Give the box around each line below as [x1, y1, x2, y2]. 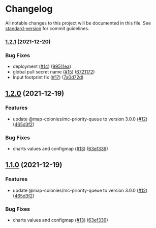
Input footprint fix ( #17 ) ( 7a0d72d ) [12, 74, 84, 81]
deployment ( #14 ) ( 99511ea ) [12, 63, 71, 69]
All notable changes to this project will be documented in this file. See [5, 20, 151, 26]
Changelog [5, 3, 53, 15]
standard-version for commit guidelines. [5, 25, 89, 31]
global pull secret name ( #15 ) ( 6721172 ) [12, 69, 95, 75]
